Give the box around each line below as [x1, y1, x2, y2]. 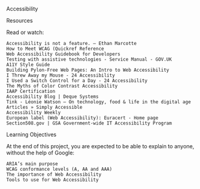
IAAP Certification [6, 88, 56, 94]
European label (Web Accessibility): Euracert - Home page [6, 115, 159, 121]
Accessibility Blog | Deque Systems [6, 94, 99, 100]
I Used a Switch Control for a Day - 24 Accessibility [6, 78, 148, 84]
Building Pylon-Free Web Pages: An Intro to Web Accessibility [6, 67, 170, 73]
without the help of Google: [6, 149, 75, 156]
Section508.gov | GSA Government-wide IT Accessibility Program [6, 120, 172, 126]
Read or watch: [6, 29, 44, 36]
